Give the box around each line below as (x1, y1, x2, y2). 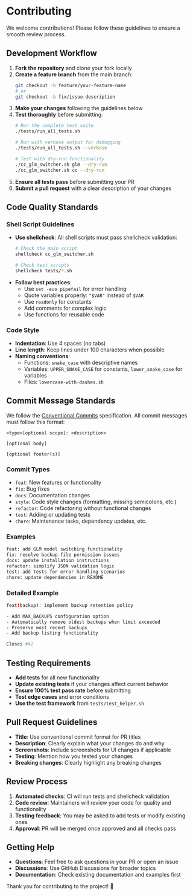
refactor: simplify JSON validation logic (6, 563, 115, 569)
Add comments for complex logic (24, 304, 107, 312)
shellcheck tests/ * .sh (14, 267, 72, 273)
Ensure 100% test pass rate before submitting (14, 687, 131, 694)
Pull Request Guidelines (6, 717, 98, 727)
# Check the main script (14, 246, 78, 252)
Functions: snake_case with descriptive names (24, 359, 138, 366)
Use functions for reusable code (24, 310, 104, 318)
